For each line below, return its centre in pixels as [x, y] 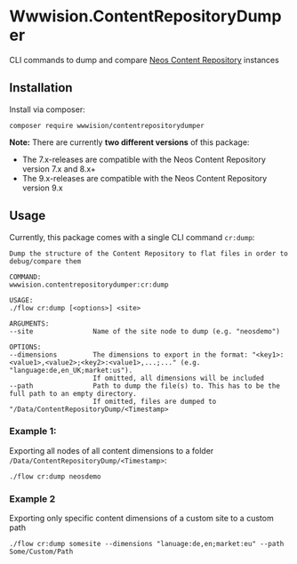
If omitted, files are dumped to [155, 401]
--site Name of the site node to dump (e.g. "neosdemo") [144, 331]
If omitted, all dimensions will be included [179, 378]
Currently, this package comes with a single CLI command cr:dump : [132, 237]
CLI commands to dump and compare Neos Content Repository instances [144, 60]
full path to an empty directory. [73, 393]
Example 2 [32, 498]
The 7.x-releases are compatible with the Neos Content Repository [144, 159]
